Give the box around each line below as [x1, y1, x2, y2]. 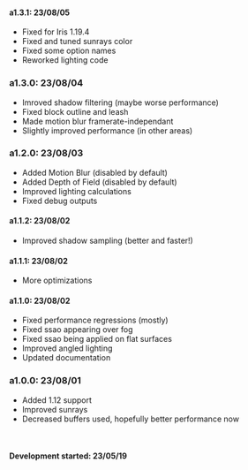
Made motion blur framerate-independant [21, 116, 174, 126]
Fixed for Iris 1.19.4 [21, 27, 90, 37]
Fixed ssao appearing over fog [21, 324, 134, 335]
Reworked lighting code [21, 55, 109, 65]
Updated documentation [21, 352, 111, 363]
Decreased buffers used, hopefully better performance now [21, 413, 240, 424]
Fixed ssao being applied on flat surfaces [21, 334, 172, 345]
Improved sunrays [21, 404, 88, 414]
